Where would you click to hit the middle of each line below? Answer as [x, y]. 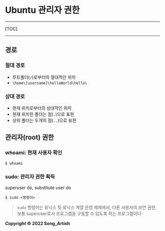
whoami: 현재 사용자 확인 [34, 153]
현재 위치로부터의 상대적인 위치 [42, 108]
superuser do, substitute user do [38, 188]
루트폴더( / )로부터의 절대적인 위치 [44, 77]
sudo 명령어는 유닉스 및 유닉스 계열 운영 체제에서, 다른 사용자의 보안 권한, [87, 207]
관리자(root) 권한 [29, 137]
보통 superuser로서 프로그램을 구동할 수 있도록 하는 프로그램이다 [79, 213]
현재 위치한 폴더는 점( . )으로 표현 [43, 114]
